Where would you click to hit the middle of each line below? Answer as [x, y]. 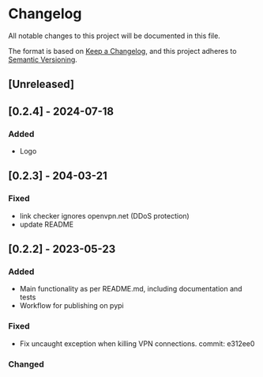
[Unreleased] [41, 84]
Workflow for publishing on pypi [71, 306]
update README [46, 224]
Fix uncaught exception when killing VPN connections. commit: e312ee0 [137, 343]
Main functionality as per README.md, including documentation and [131, 289]
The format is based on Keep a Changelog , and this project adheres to [122, 51]
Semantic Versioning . [43, 59]
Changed [26, 364]
